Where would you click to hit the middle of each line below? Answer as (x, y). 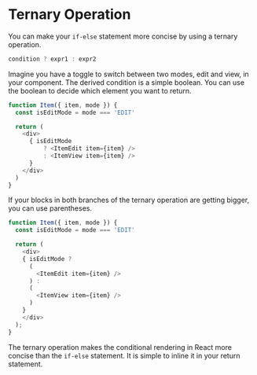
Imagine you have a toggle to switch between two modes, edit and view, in (128, 74)
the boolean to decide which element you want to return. (100, 90)
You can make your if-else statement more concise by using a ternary (123, 36)
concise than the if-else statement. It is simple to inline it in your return (124, 355)
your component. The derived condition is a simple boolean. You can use (127, 82)
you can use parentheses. (50, 208)
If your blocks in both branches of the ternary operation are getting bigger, (129, 200)
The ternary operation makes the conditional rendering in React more (120, 347)
